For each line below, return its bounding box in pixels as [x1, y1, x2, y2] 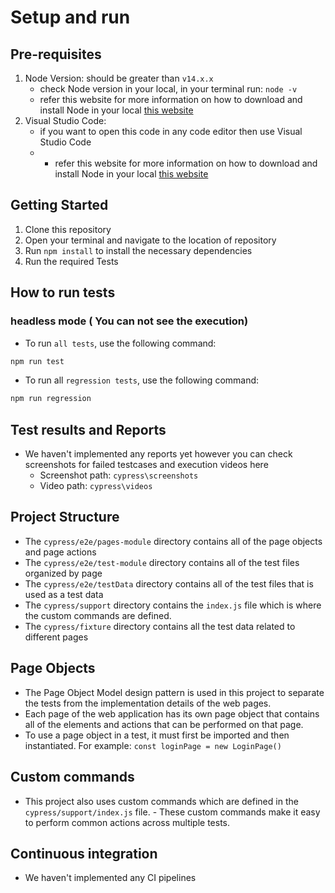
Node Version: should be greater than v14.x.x [24, 72, 214, 84]
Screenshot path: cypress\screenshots [39, 469, 199, 481]
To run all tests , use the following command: [24, 337, 217, 349]
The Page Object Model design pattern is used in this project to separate [24, 686, 325, 698]
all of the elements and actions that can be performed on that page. [24, 718, 304, 730]
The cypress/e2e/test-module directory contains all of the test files [24, 556, 300, 568]
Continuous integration [10, 845, 158, 862]
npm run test [10, 356, 65, 366]
